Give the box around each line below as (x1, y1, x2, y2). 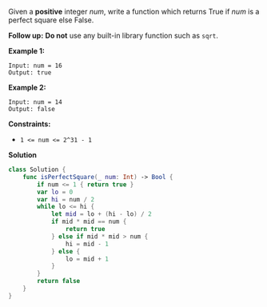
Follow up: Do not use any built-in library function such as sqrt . (8, 31, 218, 40)
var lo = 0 (37, 188, 74, 196)
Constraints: (8, 119, 51, 129)
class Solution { (8, 165, 66, 173)
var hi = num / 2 (37, 195, 94, 203)
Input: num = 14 (8, 98, 62, 106)
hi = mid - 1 (65, 240, 110, 248)
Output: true (8, 69, 52, 77)
